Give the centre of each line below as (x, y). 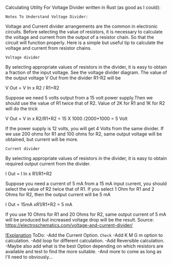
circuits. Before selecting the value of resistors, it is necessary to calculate (84, 32)
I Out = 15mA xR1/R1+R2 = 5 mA (39, 204)
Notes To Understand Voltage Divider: (47, 17)
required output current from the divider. (48, 164)
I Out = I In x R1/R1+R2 (29, 174)
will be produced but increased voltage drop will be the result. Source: (80, 220)
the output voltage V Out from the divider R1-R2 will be (63, 78)
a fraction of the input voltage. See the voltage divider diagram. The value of (86, 72)
